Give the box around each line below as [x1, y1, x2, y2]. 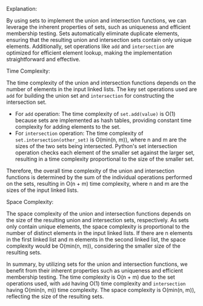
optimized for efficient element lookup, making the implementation [6, 49, 173, 56]
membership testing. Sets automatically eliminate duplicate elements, [6, 30, 179, 37]
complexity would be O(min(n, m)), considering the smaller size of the [6, 242, 181, 250]
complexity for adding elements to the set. [15, 123, 121, 130]
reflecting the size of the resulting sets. [6, 293, 104, 300]
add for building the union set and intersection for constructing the [6, 92, 175, 99]
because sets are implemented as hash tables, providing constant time [15, 117, 192, 124]
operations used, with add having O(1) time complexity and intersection [6, 280, 186, 287]
